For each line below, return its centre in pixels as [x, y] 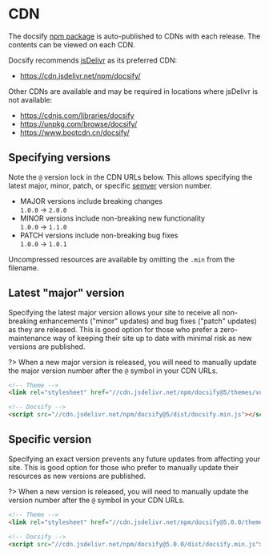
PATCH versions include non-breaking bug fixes [99, 235]
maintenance [30, 338]
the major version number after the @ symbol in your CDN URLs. [113, 371]
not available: [30, 99]
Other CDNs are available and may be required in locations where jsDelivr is [133, 91]
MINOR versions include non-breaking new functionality [112, 218]
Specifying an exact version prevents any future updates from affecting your [134, 459]
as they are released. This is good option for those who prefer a [113, 329]
